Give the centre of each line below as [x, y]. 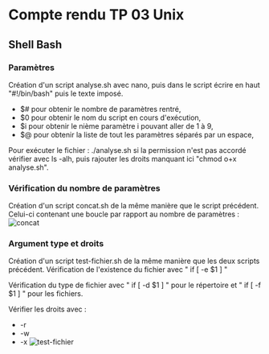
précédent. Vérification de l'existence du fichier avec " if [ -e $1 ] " [118, 270]
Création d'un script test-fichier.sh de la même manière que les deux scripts [134, 261]
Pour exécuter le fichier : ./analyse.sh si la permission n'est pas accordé [127, 150]
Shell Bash [35, 45]
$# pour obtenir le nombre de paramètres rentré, [100, 109]
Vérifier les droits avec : [47, 309]
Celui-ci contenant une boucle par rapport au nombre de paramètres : [124, 214]
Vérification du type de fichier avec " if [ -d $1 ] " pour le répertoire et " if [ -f [134, 285]
